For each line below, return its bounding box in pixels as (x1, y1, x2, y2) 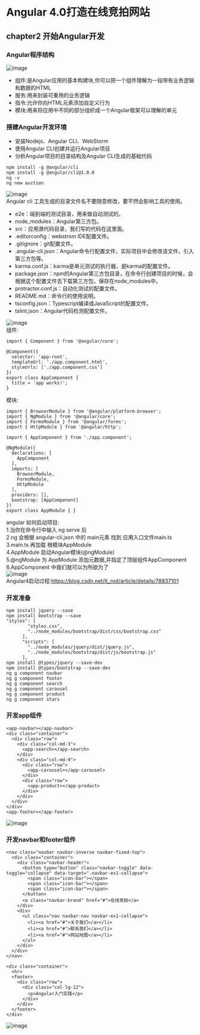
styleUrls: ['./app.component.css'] (11, 365, 103, 371)
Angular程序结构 (6, 50, 55, 58)
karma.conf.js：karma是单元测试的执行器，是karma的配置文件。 (14, 263, 174, 270)
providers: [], (11, 492, 50, 498)
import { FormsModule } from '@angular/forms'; (6, 419, 127, 425)
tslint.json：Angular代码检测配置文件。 (14, 307, 110, 315)
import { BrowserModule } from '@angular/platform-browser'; (6, 408, 162, 415)
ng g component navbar (6, 670, 63, 676)
